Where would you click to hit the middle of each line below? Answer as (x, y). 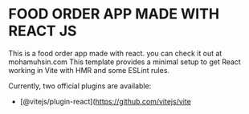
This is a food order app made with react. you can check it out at (115, 53)
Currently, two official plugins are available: (80, 86)
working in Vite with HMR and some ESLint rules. (89, 70)
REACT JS (43, 31)
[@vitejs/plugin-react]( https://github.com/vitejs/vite (105, 101)
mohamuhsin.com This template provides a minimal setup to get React (124, 62)
